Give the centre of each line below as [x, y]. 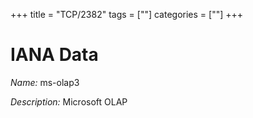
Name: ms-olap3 [45, 82]
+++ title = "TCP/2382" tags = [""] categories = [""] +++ [127, 14]
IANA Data [54, 55]
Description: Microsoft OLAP [69, 101]
